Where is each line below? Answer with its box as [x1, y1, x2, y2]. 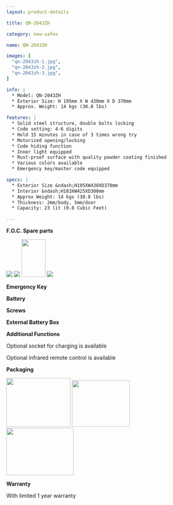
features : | [6, 115, 36, 121]
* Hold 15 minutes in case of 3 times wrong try [12, 132, 137, 138]
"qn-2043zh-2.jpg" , [12, 65, 61, 71]
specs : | [6, 177, 29, 183]
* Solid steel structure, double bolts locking [12, 120, 135, 127]
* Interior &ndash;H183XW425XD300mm [12, 188, 104, 194]
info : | [6, 87, 26, 93]
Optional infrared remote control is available [6, 354, 116, 362]
